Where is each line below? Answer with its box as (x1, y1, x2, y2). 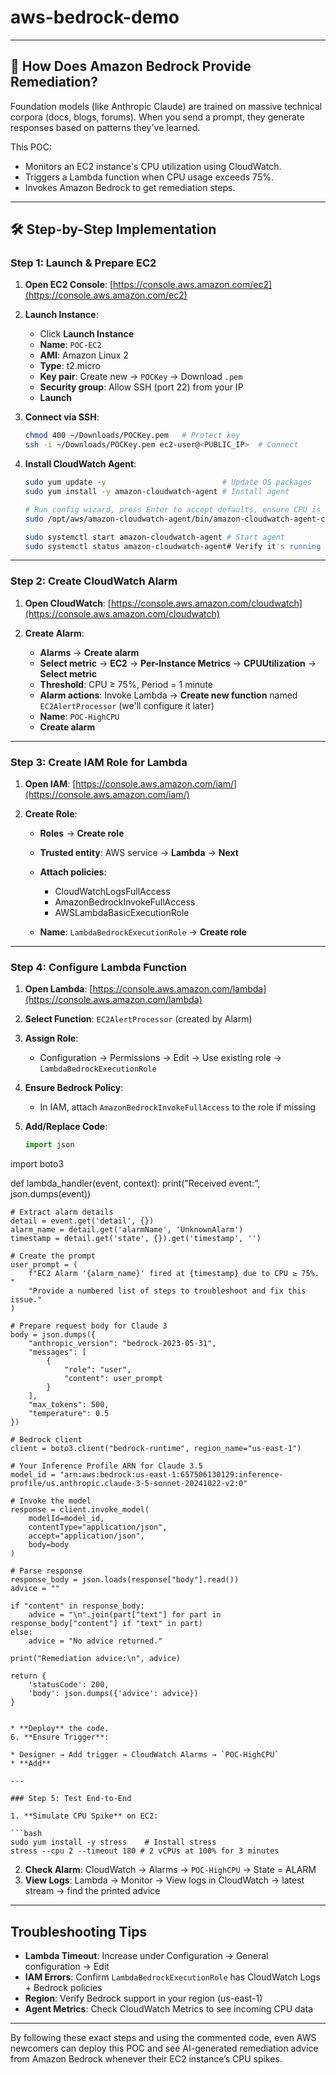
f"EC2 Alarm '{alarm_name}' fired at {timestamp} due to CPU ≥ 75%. (28, 1269, 320, 1279)
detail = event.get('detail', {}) (10, 1216, 155, 1226)
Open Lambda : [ (24, 983, 93, 995)
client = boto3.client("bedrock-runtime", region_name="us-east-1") (10, 1444, 302, 1454)
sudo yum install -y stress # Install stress (10, 1837, 217, 1848)
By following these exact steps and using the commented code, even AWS (10, 2032, 317, 2044)
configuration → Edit (24, 1961, 110, 1973)
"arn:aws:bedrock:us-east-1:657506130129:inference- (59, 1470, 284, 1480)
